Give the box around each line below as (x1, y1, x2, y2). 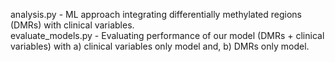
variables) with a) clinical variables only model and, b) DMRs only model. (10, 40, 310, 52)
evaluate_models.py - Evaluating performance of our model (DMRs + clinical (10, 30, 325, 41)
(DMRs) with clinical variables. (10, 19, 135, 31)
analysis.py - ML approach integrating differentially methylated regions (10, 9, 303, 20)
